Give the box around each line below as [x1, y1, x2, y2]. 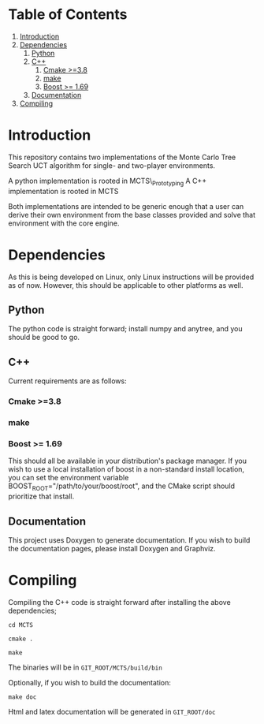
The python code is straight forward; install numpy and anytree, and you [8, 324, 243, 334]
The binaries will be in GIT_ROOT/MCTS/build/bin [8, 662, 163, 672]
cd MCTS [8, 621, 34, 629]
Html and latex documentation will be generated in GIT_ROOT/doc [8, 707, 216, 716]
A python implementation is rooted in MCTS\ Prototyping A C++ [8, 176, 207, 187]
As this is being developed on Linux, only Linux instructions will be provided [8, 272, 255, 282]
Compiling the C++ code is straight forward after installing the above [8, 597, 231, 606]
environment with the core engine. [8, 218, 120, 228]
